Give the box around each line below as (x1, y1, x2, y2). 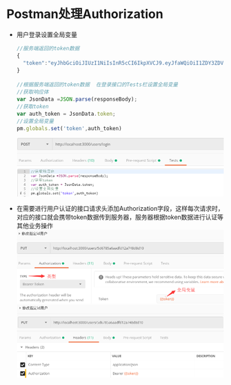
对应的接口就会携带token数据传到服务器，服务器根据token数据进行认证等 (16, 213, 224, 221)
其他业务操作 (16, 221, 53, 229)
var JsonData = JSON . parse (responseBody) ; (16, 96, 138, 103)
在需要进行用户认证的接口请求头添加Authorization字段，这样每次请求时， (16, 204, 225, 212)
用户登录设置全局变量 (16, 30, 77, 39)
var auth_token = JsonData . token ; (16, 110, 116, 117)
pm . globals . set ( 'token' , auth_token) (16, 125, 122, 132)
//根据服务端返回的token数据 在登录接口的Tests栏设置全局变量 (16, 81, 179, 88)
